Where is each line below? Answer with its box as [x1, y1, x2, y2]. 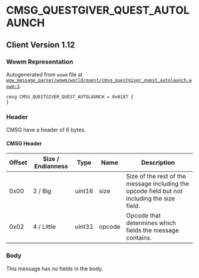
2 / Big [33, 187, 52, 196]
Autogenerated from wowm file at [6, 71, 83, 78]
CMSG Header [6, 140, 43, 147]
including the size [126, 194, 175, 203]
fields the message [126, 226, 179, 235]
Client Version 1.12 [6, 40, 75, 50]
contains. [126, 234, 152, 242]
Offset [9, 158, 28, 167]
